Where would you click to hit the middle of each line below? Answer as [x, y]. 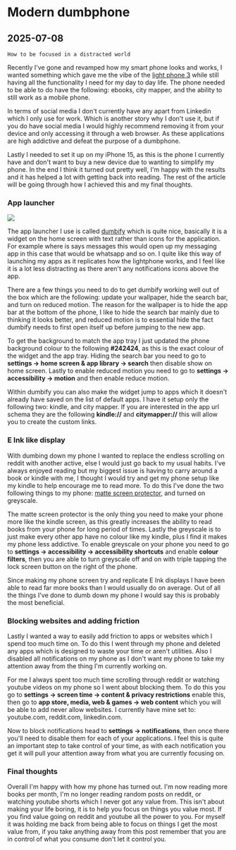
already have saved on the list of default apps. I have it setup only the [108, 399]
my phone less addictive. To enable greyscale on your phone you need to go [118, 544]
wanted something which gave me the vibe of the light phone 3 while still [113, 75]
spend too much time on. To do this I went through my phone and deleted [114, 643]
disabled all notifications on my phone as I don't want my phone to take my [116, 658]
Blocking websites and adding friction [73, 620]
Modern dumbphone [69, 12]
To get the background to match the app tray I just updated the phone [108, 341]
